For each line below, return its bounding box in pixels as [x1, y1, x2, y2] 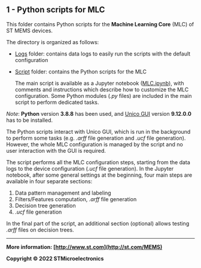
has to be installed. [6, 116, 53, 124]
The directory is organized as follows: [6, 38, 99, 45]
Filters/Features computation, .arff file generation [14, 195, 137, 202]
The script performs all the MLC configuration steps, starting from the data [6, 158, 190, 166]
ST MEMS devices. [6, 27, 53, 34]
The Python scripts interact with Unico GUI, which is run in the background [6, 128, 191, 135]
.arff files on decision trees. [6, 226, 74, 233]
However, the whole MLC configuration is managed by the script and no [6, 140, 184, 148]
